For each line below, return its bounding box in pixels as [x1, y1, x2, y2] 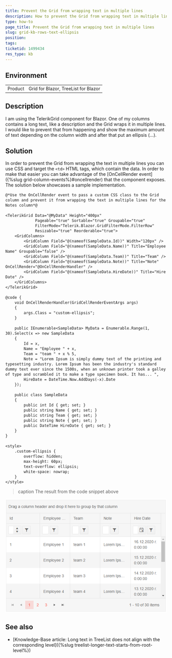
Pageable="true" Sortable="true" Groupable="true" [35, 218, 145, 223]
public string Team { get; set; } [24, 413, 97, 418]
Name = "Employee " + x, [24, 346, 77, 352]
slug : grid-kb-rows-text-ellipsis [5, 30, 79, 35]
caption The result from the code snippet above [17, 488, 119, 495]
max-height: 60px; [24, 459, 63, 464]
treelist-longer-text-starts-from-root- [74, 642, 153, 648]
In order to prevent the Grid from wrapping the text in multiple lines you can [5, 160, 165, 167]
